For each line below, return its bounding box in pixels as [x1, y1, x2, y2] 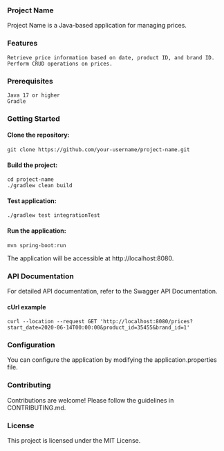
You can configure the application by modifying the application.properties [7, 356, 217, 364]
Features [7, 39, 38, 48]
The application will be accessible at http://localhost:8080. [7, 254, 174, 262]
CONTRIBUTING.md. [7, 403, 66, 412]
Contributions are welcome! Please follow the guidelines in [7, 396, 174, 404]
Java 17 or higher [7, 92, 60, 99]
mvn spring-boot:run [7, 242, 67, 249]
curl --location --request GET [7, 318, 97, 325]
